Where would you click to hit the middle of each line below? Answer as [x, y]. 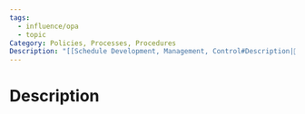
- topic [32, 34]
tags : [20, 18]
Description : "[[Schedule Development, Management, [109, 52]
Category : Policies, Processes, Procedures [93, 43]
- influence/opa [48, 26]
